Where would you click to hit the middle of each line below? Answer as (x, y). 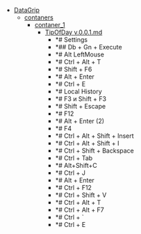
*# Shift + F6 (74, 69)
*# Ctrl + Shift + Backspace (94, 150)
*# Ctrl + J (70, 173)
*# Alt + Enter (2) (80, 121)
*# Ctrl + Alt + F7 (80, 210)
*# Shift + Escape (81, 106)
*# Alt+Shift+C (76, 165)
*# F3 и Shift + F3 (81, 99)
